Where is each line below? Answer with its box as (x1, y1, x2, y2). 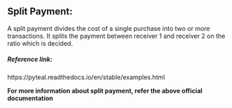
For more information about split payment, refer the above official (7, 86, 202, 95)
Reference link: (7, 55, 53, 64)
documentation (7, 94, 53, 102)
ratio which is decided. (7, 39, 73, 48)
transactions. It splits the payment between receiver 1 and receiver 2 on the (7, 32, 226, 40)
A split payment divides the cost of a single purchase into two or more (7, 24, 211, 32)
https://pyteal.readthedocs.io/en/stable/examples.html (7, 73, 165, 81)
